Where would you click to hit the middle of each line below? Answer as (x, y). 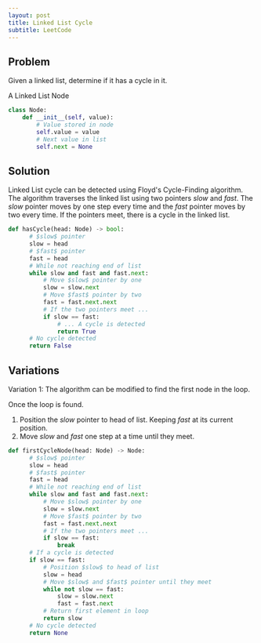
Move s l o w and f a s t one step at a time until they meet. (107, 436)
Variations (34, 371)
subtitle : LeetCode (40, 30)
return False (50, 346)
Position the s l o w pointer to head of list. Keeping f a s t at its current (126, 420)
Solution (29, 171)
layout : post (29, 15)
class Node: (27, 111)
